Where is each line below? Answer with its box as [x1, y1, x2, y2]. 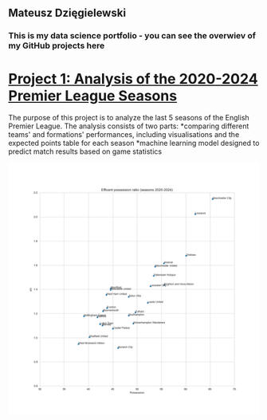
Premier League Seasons [8, 87, 178, 104]
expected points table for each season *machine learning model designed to [8, 139, 260, 148]
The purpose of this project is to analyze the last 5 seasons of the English [8, 113, 249, 123]
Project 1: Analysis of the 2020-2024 [8, 69, 258, 88]
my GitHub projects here [8, 40, 105, 51]
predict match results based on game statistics [8, 147, 162, 156]
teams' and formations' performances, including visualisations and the [8, 130, 240, 139]
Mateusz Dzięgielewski [8, 6, 126, 20]
